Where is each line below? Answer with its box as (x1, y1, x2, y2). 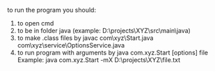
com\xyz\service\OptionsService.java (17, 41, 125, 49)
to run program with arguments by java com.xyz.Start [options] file (17, 48, 209, 57)
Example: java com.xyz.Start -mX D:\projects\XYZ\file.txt (17, 56, 181, 64)
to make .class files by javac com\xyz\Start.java (17, 34, 154, 42)
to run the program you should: (7, 6, 96, 14)
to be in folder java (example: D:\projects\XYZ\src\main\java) (17, 27, 191, 34)
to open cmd (17, 19, 54, 27)
